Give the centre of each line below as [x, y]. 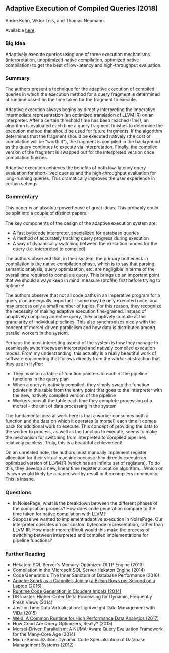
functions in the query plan [41, 379]
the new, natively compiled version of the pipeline [64, 395]
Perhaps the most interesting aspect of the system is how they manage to [82, 342]
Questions [18, 492]
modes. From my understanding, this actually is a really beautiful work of [81, 353]
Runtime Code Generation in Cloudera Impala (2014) [67, 591]
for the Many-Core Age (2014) [44, 634]
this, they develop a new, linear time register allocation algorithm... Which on [84, 468]
